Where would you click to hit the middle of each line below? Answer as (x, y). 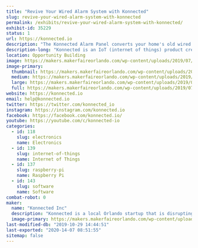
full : (18, 88)
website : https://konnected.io (44, 93)
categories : (21, 126)
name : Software (35, 192)
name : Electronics (39, 143)
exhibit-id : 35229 (29, 28)
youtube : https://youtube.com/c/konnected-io (63, 121)
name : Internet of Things (49, 159)
